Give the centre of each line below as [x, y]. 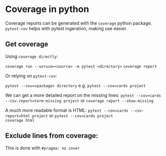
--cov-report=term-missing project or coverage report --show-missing [79, 100]
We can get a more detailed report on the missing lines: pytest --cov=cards [83, 95]
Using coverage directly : [32, 56]
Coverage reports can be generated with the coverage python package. [79, 23]
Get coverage [27, 44]
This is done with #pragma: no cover [43, 148]
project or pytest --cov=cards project [72, 115]
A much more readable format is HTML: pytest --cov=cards [67, 110]
